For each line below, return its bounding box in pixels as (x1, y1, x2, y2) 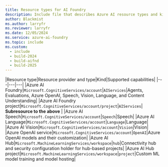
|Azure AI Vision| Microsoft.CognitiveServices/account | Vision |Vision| (5, 124, 148, 130)
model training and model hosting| (5, 156, 76, 162)
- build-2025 (9, 63, 37, 68)
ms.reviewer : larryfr (5, 26, 50, 31)
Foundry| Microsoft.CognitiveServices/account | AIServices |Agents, (5, 87, 143, 93)
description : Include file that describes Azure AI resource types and (5, 12, 157, 17)
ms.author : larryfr (5, 21, 46, 26)
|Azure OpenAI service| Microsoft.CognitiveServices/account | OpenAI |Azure (5, 130, 160, 136)
